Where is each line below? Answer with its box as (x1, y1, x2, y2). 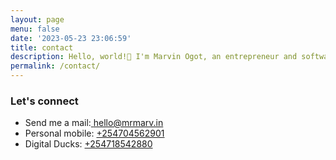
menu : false (10, 24, 60, 34)
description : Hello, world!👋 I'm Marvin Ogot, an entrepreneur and (10, 52, 298, 62)
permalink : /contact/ (10, 61, 101, 71)
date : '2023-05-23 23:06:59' (10, 33, 132, 43)
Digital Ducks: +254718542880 (24, 138, 153, 150)
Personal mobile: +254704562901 (24, 127, 165, 140)
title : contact (10, 42, 74, 53)
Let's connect (10, 94, 79, 108)
